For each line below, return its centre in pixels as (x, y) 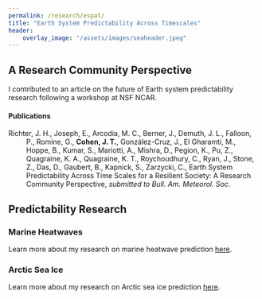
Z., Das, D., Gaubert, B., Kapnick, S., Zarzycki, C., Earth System (130, 167)
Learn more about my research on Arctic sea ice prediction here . (114, 287)
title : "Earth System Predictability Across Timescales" (105, 23)
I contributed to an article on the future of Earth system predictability (121, 89)
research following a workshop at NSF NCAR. (83, 98)
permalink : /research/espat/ (57, 16)
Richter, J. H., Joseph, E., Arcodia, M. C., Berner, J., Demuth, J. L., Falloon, (130, 134)
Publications (29, 115)
